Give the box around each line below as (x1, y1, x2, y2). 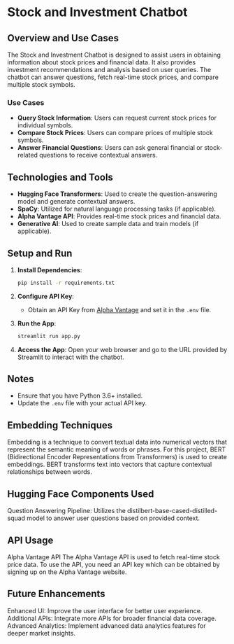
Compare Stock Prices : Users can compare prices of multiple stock (17, 129, 213, 137)
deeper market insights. (7, 629, 75, 637)
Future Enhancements (7, 588, 106, 600)
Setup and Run (7, 247, 73, 259)
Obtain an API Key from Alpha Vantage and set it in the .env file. (27, 305, 212, 314)
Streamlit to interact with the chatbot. (17, 353, 124, 361)
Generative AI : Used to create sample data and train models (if (17, 220, 199, 228)
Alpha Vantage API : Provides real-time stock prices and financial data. (17, 212, 221, 220)
